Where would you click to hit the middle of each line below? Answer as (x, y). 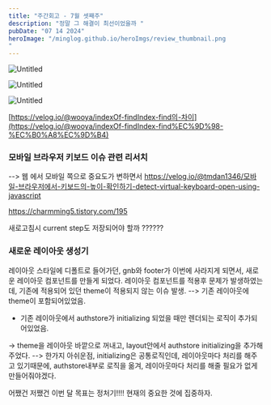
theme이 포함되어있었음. (47, 301)
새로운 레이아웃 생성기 (49, 251)
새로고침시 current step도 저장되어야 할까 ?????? (86, 228)
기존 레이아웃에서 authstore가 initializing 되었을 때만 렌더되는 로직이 (128, 318)
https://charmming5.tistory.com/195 (68, 211)
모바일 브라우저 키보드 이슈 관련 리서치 (78, 157)
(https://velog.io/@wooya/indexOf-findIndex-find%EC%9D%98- (116, 126)
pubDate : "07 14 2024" (47, 31)
